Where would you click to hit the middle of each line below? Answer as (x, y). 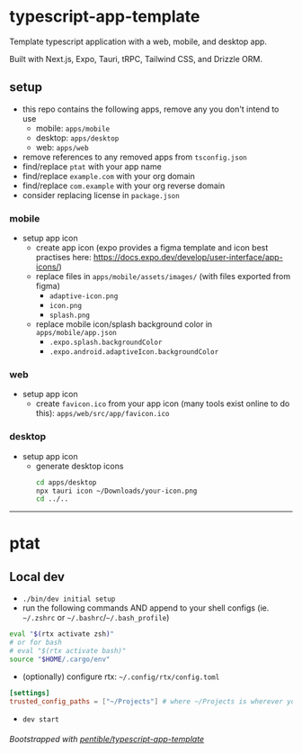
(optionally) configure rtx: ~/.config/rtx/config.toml (121, 676)
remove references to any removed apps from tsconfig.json (134, 157)
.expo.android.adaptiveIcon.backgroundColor (134, 352)
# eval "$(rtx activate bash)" (68, 651)
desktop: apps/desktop (77, 138)
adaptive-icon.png (84, 296)
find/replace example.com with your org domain (108, 176)
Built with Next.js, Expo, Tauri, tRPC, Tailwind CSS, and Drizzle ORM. (136, 59)
